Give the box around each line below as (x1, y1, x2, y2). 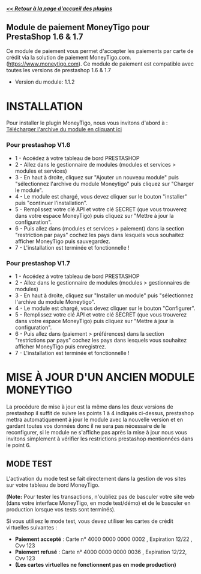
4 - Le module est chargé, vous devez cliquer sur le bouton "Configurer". (14, 304, 196, 312)
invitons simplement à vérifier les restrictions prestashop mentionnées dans (6, 435, 194, 442)
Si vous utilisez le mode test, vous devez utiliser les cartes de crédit (6, 517, 174, 525)
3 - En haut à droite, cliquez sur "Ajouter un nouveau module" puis (14, 173, 179, 181)
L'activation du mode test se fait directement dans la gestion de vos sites (6, 475, 187, 482)
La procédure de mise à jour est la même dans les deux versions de (6, 403, 173, 410)
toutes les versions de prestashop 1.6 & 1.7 (6, 67, 112, 74)
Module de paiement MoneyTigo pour (6, 22, 150, 32)
